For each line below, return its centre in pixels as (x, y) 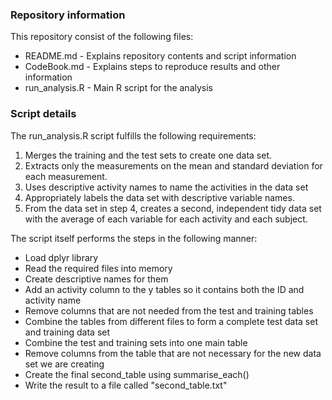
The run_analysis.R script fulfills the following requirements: (133, 135)
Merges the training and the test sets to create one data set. (148, 155)
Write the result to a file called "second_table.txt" (126, 385)
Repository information (68, 15)
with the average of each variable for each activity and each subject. (166, 219)
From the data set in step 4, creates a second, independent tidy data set (173, 208)
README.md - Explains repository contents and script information (160, 56)
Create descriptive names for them (96, 279)
